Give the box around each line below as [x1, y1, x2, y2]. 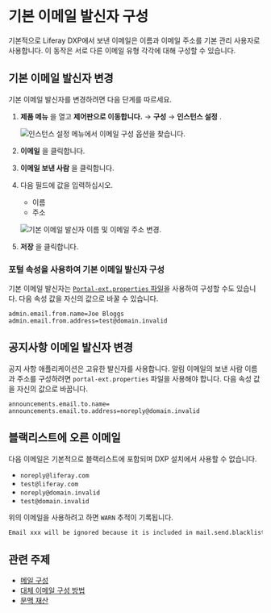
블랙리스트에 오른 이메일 [8, 431, 121, 444]
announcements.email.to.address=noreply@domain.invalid [8, 407, 200, 415]
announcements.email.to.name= [8, 400, 110, 408]
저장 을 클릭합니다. [19, 241, 79, 251]
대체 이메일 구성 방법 [19, 586, 85, 595]
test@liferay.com [19, 480, 79, 488]
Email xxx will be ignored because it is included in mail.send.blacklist [8, 528, 265, 536]
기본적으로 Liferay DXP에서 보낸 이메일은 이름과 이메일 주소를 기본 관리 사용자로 [8, 35, 261, 45]
